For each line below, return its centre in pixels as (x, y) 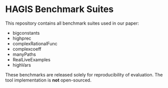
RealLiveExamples (31, 59)
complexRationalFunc (35, 43)
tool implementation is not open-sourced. (48, 80)
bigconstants (26, 33)
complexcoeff (27, 49)
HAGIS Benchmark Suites (60, 9)
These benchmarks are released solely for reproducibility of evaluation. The (84, 74)
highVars (22, 65)
